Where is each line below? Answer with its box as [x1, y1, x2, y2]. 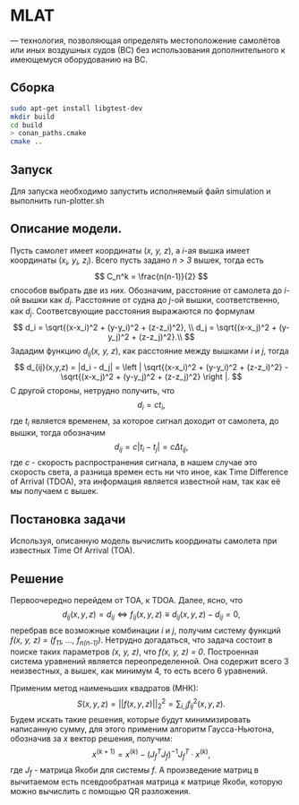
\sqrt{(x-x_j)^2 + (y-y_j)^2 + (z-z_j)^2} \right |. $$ [60, 371, 243, 382]
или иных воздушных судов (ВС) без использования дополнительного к [10, 44, 286, 55]
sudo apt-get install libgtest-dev [10, 104, 143, 113]
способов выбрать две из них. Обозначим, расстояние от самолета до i [10, 284, 286, 296]
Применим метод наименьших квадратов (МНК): [10, 682, 200, 693]
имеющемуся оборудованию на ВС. [10, 54, 149, 65]
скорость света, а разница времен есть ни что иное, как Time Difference [10, 467, 289, 478]
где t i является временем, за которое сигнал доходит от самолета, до [10, 415, 279, 428]
